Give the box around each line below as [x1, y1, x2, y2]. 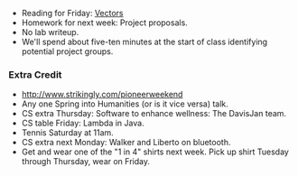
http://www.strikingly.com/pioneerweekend [21, 89, 183, 100]
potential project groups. [21, 46, 114, 57]
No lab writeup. [21, 27, 79, 37]
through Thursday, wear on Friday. [21, 156, 151, 167]
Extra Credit [8, 68, 62, 80]
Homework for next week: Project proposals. [21, 17, 189, 28]
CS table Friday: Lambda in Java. [21, 117, 145, 129]
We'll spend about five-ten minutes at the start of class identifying [21, 36, 268, 47]
